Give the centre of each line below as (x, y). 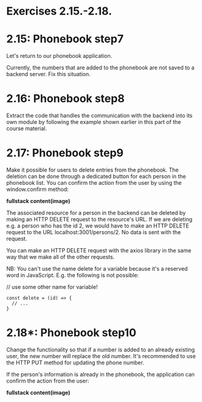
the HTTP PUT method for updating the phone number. (75, 362)
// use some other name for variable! (52, 287)
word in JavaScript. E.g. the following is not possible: (72, 275)
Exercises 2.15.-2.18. (59, 11)
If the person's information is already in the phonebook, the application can (100, 374)
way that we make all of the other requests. (61, 257)
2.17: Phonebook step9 (65, 153)
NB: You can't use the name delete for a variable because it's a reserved (97, 269)
